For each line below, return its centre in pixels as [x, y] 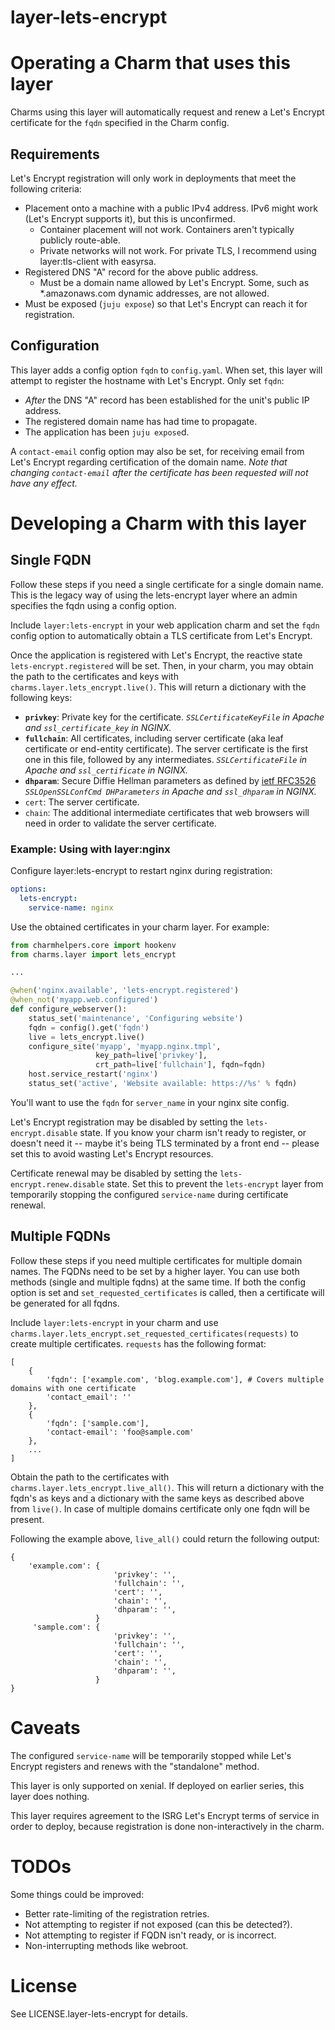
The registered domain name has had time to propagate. [141, 421]
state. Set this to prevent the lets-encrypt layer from [215, 1183]
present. [27, 1519]
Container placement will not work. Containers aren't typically [167, 229]
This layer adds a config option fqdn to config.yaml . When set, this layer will [166, 370]
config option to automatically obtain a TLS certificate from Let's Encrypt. [161, 635]
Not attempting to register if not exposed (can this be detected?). [158, 1924]
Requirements [55, 154]
